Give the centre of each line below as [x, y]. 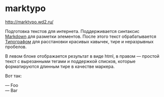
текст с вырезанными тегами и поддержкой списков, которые [70, 61]
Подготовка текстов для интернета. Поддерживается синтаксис [72, 31]
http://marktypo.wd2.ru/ [29, 22]
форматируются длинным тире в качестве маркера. [60, 66]
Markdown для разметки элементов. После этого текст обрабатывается [81, 36]
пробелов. [16, 47]
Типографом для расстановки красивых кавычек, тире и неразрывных [79, 41]
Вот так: [13, 76]
